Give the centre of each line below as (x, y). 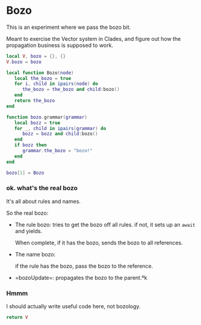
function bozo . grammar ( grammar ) (47, 117)
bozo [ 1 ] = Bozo (25, 173)
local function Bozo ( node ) (40, 73)
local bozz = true (37, 123)
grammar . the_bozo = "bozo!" (57, 151)
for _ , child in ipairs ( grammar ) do (60, 128)
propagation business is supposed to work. (60, 45)
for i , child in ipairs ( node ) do (56, 84)
